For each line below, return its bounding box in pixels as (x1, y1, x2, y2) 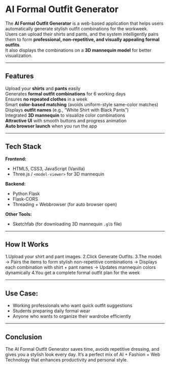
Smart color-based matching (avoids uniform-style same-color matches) (5, 101, 158, 107)
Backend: (5, 180, 26, 187)
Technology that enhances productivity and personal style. (5, 357, 128, 362)
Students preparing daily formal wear (12, 308, 91, 314)
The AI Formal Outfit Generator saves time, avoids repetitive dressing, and (5, 346, 159, 352)
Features (5, 72, 34, 80)
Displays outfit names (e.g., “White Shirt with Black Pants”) (5, 107, 129, 113)
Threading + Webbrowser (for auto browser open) (12, 201, 117, 207)
